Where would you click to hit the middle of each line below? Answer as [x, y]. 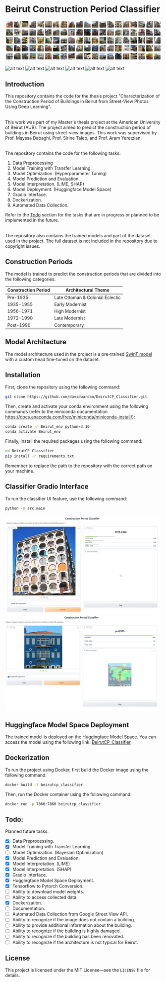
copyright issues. [23, 246]
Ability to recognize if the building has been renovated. [68, 937]
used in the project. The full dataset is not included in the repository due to [81, 241]
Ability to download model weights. [48, 891]
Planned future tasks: [27, 831]
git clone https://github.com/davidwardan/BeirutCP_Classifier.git [76, 396]
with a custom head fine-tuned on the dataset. [53, 359]
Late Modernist [70, 318]
